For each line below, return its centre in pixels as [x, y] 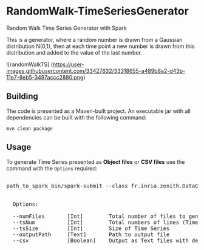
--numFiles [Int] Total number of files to [99, 216]
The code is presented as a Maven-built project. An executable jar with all [98, 111]
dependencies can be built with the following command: [76, 117]
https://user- [68, 64]
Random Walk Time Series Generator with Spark [67, 28]
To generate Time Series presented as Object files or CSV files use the [96, 161]
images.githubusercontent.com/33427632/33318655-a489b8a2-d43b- [96, 70]
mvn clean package [29, 129]
